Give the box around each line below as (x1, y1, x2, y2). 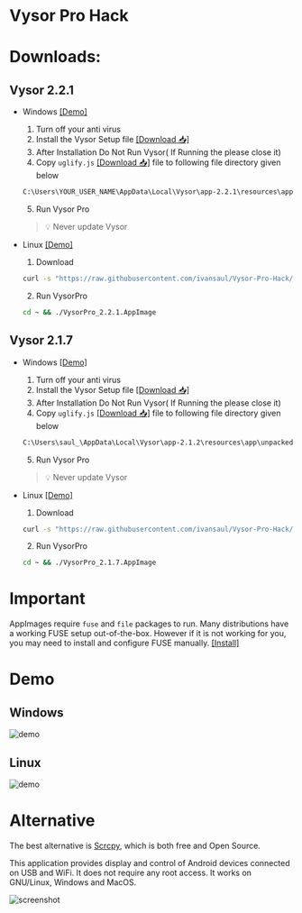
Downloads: (9, 47, 102, 68)
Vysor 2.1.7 (9, 333, 74, 348)
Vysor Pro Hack (9, 5, 129, 26)
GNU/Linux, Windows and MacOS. (9, 876, 137, 888)
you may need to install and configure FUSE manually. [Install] (9, 637, 240, 649)
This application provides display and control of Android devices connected (9, 857, 290, 868)
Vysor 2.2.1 (9, 82, 75, 97)
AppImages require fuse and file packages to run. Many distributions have (9, 618, 289, 629)
